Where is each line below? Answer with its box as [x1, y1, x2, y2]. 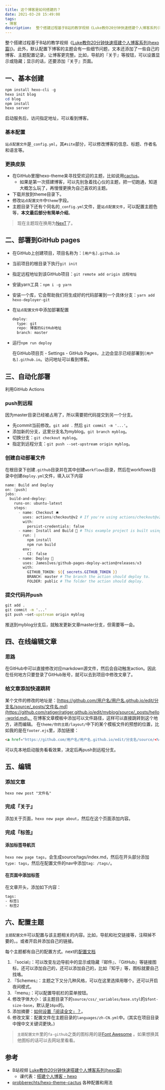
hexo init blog [5, 92, 36, 97]
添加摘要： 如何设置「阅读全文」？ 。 [12, 1009, 86, 1015]
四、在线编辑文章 [5, 637, 57, 646]
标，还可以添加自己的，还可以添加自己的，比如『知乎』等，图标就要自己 [12, 965, 159, 971]
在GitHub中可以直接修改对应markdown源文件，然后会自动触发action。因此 [5, 666, 156, 671]
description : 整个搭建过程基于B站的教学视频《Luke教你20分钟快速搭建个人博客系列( [5, 26, 160, 31]
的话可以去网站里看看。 [30, 1037, 78, 1043]
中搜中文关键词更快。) [12, 1021, 55, 1027]
